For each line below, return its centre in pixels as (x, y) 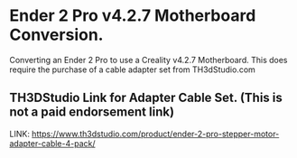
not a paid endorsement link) (92, 112)
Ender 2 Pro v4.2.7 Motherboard (133, 16)
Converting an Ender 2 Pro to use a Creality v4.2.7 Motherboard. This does (148, 60)
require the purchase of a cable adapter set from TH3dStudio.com (132, 70)
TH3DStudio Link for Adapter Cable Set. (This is (146, 98)
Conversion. (56, 35)
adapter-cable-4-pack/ (52, 143)
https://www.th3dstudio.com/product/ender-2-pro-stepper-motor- (155, 134)
